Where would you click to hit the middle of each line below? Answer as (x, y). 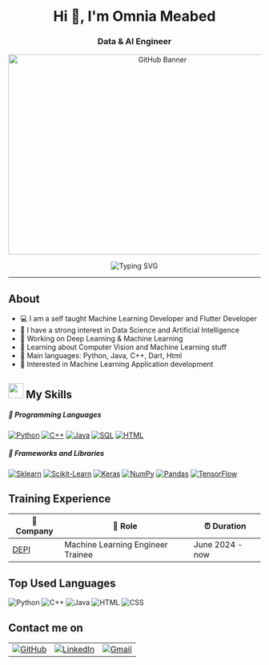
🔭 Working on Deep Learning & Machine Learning (101, 339)
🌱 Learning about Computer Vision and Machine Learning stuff (123, 347)
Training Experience (60, 499)
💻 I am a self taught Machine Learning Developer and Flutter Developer (139, 319)
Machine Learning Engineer (116, 545)
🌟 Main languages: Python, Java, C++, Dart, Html (101, 356)
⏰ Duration (225, 526)
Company (34, 531)
